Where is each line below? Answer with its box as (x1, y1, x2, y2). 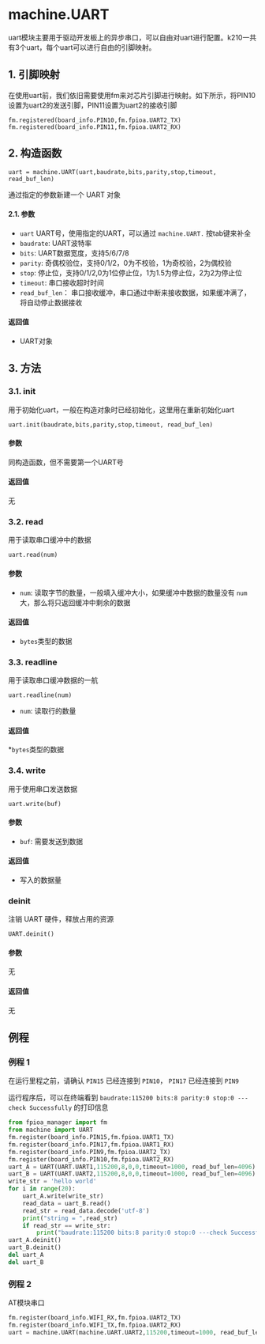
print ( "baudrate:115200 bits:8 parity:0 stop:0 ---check (36, 1229, 227, 1237)
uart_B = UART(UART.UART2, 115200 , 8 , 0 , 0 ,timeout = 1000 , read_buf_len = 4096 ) (8, 1170, 256, 1178)
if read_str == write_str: (22, 1221, 111, 1229)
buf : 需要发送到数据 (19, 836, 84, 846)
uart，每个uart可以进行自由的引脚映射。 (26, 42, 156, 52)
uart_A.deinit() (8, 1236, 62, 1244)
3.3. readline (8, 657, 58, 668)
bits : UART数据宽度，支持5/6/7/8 (19, 248, 129, 258)
